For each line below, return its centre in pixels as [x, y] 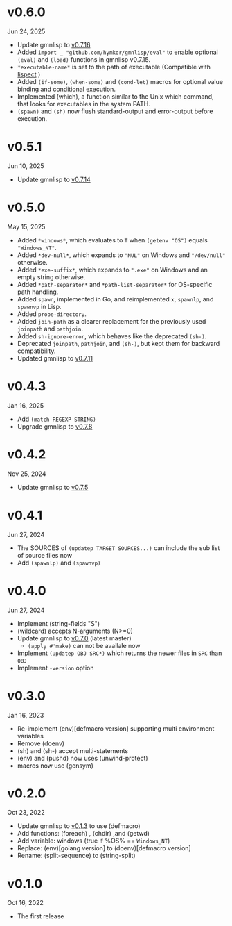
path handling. [38, 292]
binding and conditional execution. [66, 89]
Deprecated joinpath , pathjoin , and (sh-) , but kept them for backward [118, 343]
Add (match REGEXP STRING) [56, 419]
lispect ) [29, 74]
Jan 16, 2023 [26, 715]
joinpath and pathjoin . [50, 329]
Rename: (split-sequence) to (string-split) [77, 856]
